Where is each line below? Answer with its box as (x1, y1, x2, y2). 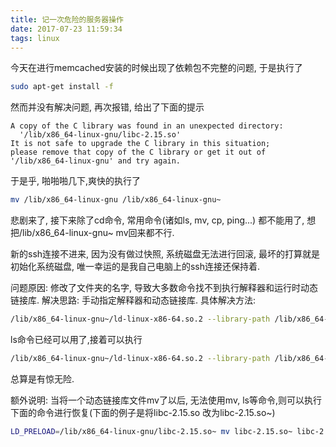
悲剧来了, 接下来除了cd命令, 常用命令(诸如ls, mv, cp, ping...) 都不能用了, (10, 214, 305, 226)
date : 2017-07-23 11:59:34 (10, 24, 123, 34)
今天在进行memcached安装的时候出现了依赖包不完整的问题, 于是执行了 (10, 62, 303, 74)
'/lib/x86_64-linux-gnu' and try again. (10, 156, 182, 166)
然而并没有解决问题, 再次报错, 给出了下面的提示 (10, 101, 205, 113)
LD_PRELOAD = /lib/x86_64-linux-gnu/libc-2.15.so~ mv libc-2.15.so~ (10, 426, 293, 436)
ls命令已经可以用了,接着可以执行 (10, 334, 143, 345)
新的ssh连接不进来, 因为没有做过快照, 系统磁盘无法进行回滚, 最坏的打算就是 (10, 248, 320, 260)
